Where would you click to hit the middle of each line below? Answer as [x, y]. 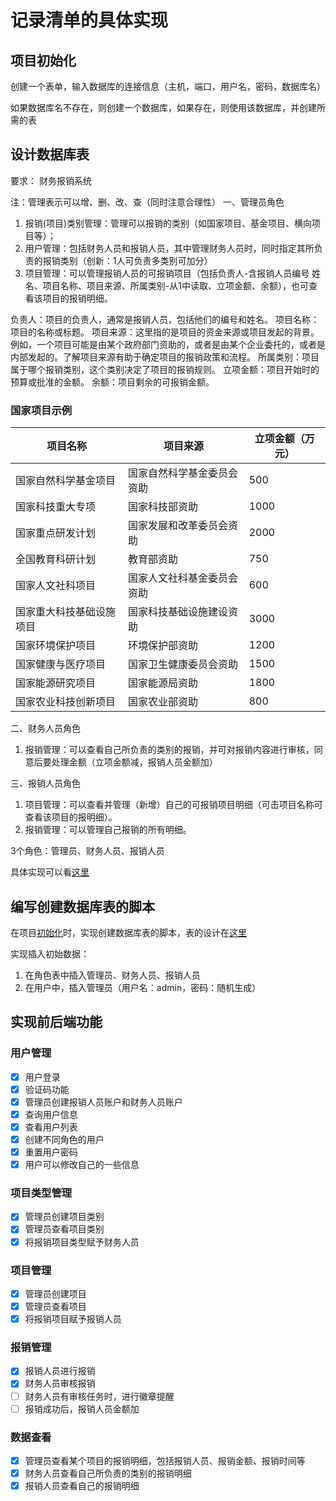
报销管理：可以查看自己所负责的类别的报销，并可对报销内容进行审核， [169, 750]
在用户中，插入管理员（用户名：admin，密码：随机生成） [143, 987]
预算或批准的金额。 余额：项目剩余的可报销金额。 [112, 382]
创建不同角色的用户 [64, 1139]
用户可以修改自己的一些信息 [82, 1165]
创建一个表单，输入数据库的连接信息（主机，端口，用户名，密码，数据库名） [168, 86]
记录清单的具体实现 [89, 20]
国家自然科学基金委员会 [183, 473]
